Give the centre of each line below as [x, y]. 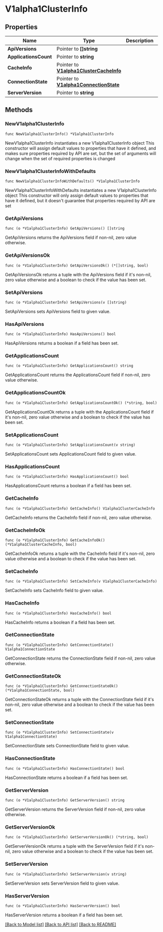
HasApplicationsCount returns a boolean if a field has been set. [68, 486]
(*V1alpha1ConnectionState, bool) [40, 690]
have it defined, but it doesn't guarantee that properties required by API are [80, 200]
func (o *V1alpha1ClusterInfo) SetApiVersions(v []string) [66, 302]
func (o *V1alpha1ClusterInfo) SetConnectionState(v [59, 732]
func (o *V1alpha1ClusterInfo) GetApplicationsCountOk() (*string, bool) [81, 403]
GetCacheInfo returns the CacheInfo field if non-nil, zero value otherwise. [78, 517]
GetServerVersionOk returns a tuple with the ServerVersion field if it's [74, 846]
